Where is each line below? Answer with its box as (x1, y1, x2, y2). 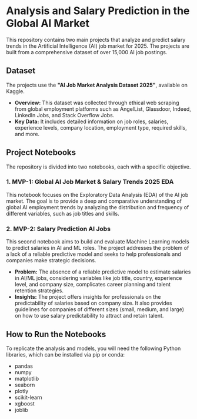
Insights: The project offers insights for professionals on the (14, 293, 161, 301)
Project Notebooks (6, 147, 76, 157)
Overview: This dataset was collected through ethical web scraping (14, 99, 179, 106)
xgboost (14, 400, 35, 407)
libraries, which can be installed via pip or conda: (6, 351, 125, 358)
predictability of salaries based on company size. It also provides (14, 299, 172, 307)
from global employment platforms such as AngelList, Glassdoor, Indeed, (14, 105, 191, 113)
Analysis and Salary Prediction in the (6, 4, 190, 18)
